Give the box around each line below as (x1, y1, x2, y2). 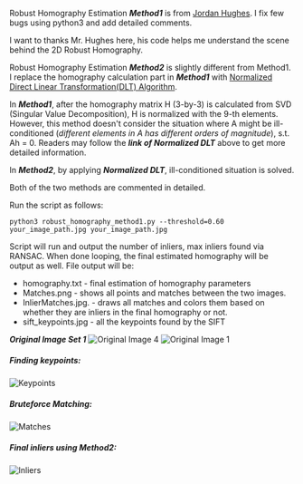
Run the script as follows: (9, 199, 104, 210)
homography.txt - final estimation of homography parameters (22, 278, 251, 288)
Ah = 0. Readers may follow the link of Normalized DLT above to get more (9, 138, 286, 148)
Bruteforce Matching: (9, 398, 93, 409)
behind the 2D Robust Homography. (9, 44, 143, 55)
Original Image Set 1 (9, 334, 87, 344)
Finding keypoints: (9, 354, 81, 365)
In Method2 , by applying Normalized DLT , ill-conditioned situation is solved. (9, 165, 295, 175)
